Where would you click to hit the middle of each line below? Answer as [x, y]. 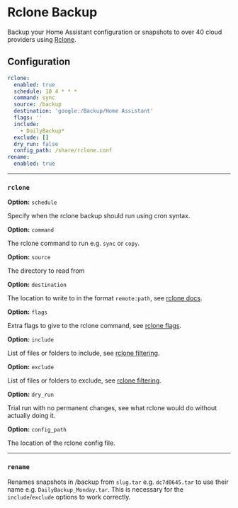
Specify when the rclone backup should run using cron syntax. [99, 216]
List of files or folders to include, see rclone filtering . [84, 353]
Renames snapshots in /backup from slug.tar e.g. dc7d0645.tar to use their [118, 482]
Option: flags [28, 312]
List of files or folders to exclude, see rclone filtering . [84, 380]
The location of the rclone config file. [61, 443]
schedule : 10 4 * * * [46, 91]
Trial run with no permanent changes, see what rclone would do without [112, 408]
